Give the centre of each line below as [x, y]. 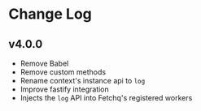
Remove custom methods [63, 72]
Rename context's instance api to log [83, 81]
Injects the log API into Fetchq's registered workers [106, 98]
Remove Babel [44, 63]
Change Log [50, 14]
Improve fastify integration [65, 89]
